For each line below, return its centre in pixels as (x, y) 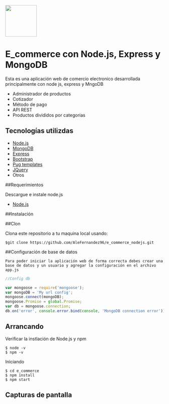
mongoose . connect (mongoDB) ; (35, 297)
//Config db (18, 279)
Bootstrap (23, 159)
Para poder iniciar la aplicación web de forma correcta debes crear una (84, 261)
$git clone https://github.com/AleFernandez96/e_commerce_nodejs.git (80, 242)
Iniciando (15, 361)
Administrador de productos (42, 94)
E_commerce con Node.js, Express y (83, 54)
